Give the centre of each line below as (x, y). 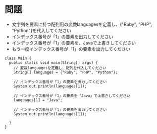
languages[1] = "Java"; (38, 100)
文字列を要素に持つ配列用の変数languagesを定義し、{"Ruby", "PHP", (82, 24)
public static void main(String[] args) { (53, 63)
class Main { (18, 58)
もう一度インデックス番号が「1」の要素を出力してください (71, 49)
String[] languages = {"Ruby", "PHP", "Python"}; (66, 72)
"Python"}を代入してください (41, 30)
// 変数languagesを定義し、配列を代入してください (60, 68)
